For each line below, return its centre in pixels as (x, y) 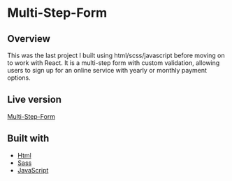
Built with (28, 139)
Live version (34, 100)
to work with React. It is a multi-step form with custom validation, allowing (114, 63)
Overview (29, 39)
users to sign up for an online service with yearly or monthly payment (107, 70)
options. (19, 78)
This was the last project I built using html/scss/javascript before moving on (116, 55)
